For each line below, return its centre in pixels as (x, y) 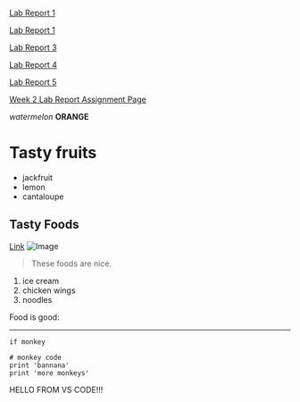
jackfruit (37, 177)
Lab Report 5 (33, 82)
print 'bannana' (39, 365)
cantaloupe (43, 197)
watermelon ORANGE (49, 117)
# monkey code (36, 357)
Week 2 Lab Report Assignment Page (78, 99)
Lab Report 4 (33, 65)
